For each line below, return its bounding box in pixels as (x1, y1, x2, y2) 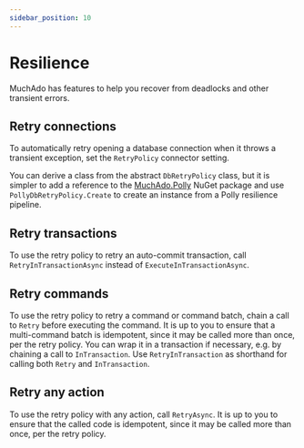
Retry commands (9, 286, 109, 301)
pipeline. (9, 199, 42, 210)
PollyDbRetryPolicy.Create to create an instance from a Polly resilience (9, 189, 279, 200)
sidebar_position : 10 (9, 13, 92, 23)
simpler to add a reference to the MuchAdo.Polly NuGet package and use (9, 179, 285, 191)
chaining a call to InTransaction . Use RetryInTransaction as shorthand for (9, 349, 288, 360)
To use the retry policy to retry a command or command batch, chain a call (9, 311, 289, 321)
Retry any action (9, 384, 105, 401)
